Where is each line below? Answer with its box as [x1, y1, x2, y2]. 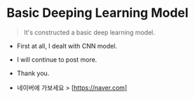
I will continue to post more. [16, 55, 97, 64]
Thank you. [16, 69, 50, 77]
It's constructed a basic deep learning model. [23, 28, 155, 37]
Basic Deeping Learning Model [6, 5, 189, 21]
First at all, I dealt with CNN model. [16, 41, 117, 50]
